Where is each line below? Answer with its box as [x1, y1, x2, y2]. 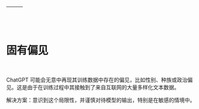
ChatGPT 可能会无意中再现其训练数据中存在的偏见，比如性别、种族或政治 [6, 76, 188, 83]
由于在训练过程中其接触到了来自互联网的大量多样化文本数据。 [26, 83, 180, 90]
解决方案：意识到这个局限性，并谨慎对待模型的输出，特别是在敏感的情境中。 [6, 96, 195, 104]
